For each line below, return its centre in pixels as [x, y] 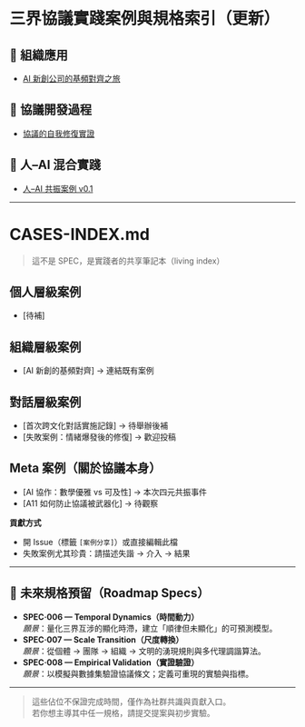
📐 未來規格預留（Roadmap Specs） [109, 593]
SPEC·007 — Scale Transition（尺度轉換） [103, 639]
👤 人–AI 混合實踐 [55, 165]
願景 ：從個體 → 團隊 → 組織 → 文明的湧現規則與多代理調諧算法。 [144, 651]
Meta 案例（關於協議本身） [85, 468]
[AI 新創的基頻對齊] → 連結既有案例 [88, 371]
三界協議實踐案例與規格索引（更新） [145, 19]
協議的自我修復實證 [59, 134]
